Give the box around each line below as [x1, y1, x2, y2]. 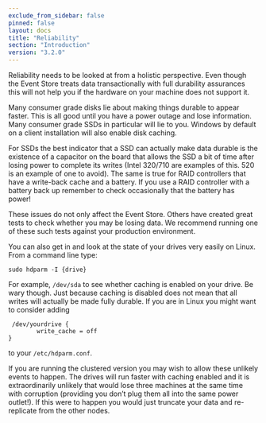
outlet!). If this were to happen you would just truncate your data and [8, 398, 233, 406]
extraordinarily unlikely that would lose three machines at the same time [8, 381, 244, 390]
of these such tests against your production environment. [8, 227, 196, 235]
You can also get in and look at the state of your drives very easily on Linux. [8, 242, 256, 251]
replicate [8, 406, 37, 415]
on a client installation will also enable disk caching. [8, 128, 177, 138]
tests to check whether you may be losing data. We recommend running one [8, 218, 258, 227]
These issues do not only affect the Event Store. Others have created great [8, 210, 253, 219]
